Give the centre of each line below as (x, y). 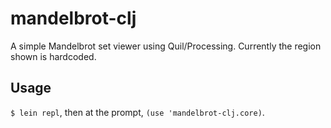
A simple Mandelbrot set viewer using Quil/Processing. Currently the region (166, 46)
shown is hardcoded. (53, 56)
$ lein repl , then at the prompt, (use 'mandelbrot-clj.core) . (137, 112)
